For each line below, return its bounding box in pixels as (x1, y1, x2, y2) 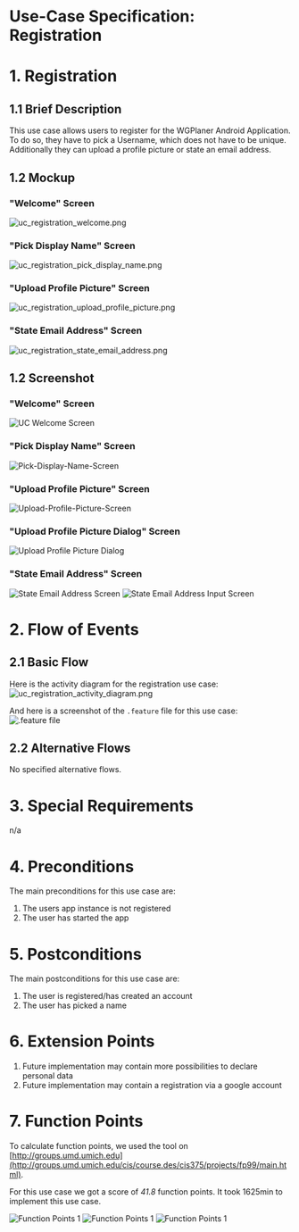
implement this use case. (9, 1196, 101, 1207)
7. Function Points (9, 1111, 144, 1131)
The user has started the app (21, 912, 129, 923)
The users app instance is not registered (21, 903, 171, 914)
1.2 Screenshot (9, 370, 95, 386)
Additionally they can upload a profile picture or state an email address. (9, 145, 272, 155)
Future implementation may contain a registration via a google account (21, 1080, 283, 1091)
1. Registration (9, 66, 118, 87)
